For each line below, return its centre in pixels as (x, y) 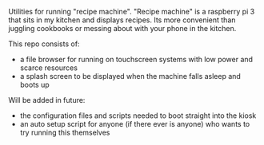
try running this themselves (65, 132)
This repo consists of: (44, 44)
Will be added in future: (47, 100)
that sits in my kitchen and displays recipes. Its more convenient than (122, 20)
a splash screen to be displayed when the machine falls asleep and (130, 76)
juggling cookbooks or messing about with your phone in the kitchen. (122, 28)
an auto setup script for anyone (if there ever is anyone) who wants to (135, 124)
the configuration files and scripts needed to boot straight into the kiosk (138, 116)
